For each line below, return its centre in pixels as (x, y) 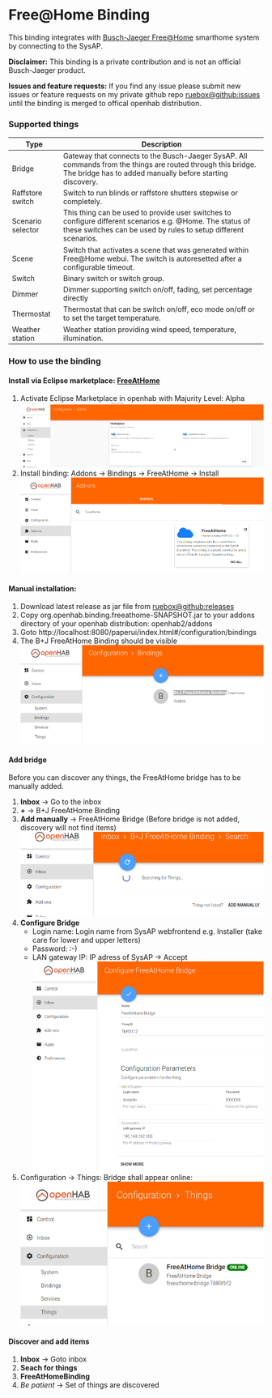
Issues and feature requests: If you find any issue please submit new (125, 86)
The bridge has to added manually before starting (146, 173)
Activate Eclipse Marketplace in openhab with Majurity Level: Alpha (132, 399)
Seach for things (49, 1368)
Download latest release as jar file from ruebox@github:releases (127, 607)
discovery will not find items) (68, 828)
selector (25, 230)
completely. (83, 202)
